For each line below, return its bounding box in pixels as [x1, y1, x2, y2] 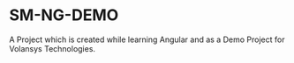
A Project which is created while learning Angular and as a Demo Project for [9, 34, 285, 45]
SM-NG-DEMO [9, 5, 119, 25]
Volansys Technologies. [9, 43, 95, 53]
